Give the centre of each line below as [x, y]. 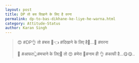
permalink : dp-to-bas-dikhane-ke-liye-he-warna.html [60, 19]
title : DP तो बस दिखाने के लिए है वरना [38, 14]
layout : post [18, 10]
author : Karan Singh [26, 28]
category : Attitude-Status [33, 23]
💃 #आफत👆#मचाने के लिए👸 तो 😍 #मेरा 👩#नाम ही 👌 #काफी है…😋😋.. [76, 54]
